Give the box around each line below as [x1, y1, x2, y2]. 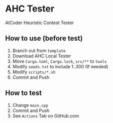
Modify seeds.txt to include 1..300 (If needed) [12, 63, 108, 69]
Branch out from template [12, 47, 66, 53]
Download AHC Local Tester [12, 53, 71, 59]
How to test [5, 89, 42, 97]
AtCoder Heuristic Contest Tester [5, 20, 74, 26]
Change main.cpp [12, 102, 49, 108]
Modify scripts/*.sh [12, 69, 56, 75]
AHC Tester [5, 3, 55, 15]
